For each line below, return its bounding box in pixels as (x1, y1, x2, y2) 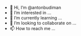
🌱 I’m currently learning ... (9, 15, 62, 20)
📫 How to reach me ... (9, 26, 55, 31)
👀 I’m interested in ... (9, 10, 52, 16)
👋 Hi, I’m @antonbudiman (9, 5, 61, 10)
